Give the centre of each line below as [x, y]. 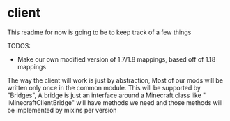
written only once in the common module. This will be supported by [104, 87]
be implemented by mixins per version [62, 110]
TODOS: [19, 45]
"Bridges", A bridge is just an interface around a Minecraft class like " [107, 95]
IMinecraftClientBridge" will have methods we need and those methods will [115, 102]
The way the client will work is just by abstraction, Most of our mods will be [115, 80]
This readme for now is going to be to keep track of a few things [99, 32]
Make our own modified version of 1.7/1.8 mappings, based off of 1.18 [116, 59]
